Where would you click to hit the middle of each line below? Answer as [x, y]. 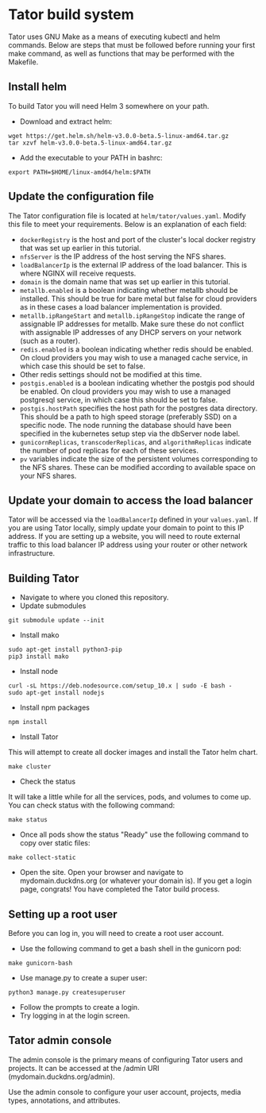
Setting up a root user [63, 914]
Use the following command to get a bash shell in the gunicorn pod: [131, 949]
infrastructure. [32, 553]
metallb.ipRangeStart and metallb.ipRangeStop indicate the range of [132, 315]
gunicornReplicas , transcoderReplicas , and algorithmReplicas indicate [135, 441]
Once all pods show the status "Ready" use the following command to [134, 834]
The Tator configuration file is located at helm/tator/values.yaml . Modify [127, 215]
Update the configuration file [81, 196]
